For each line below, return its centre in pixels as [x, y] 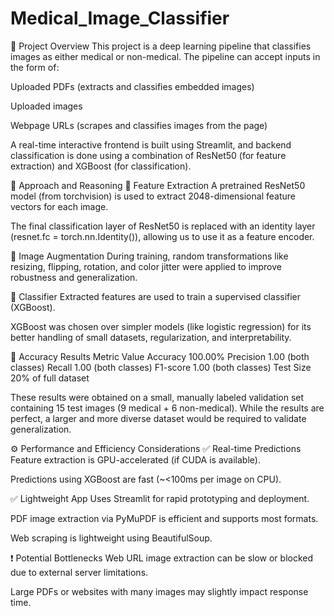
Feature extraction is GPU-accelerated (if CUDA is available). [135, 459]
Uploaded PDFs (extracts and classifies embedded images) [132, 86]
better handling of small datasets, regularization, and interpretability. [151, 337]
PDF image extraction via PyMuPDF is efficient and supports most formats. [164, 518]
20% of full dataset [50, 378]
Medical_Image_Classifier [120, 18]
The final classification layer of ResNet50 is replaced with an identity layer [163, 226]
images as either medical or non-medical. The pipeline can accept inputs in [165, 56]
